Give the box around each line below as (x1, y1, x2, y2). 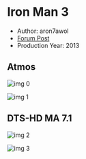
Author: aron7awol (16, 27, 69, 35)
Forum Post (16, 34, 50, 42)
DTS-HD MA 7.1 (7, 112, 72, 124)
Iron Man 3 (7, 4, 70, 20)
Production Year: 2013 (16, 41, 80, 49)
